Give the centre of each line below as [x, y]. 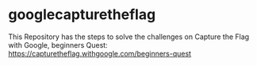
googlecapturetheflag [82, 15]
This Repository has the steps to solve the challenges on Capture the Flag [129, 37]
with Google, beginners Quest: [58, 45]
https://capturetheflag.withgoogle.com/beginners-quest [100, 53]
